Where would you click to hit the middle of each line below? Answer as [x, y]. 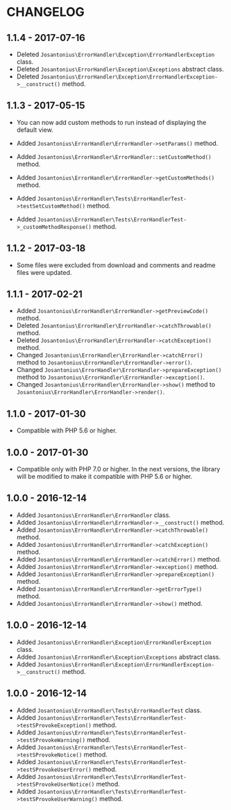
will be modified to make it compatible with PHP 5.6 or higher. [104, 477]
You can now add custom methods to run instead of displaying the [111, 122]
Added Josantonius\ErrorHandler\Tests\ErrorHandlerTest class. [109, 710]
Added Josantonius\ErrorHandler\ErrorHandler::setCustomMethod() [114, 156]
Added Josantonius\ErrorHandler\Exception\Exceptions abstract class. [119, 657]
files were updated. [44, 272]
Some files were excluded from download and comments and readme [116, 265]
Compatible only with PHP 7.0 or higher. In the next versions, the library [118, 469]
